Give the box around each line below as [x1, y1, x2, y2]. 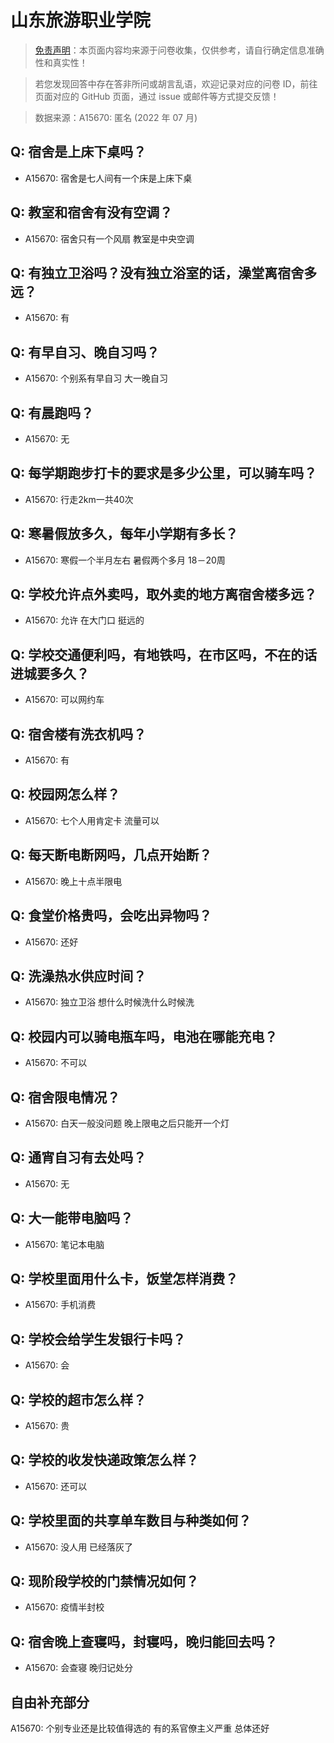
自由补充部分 [10, 1694, 90, 1711]
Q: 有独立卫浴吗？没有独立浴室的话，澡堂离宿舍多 [10, 264, 318, 281]
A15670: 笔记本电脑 [24, 1238, 105, 1250]
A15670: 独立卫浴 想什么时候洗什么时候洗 [24, 996, 195, 1008]
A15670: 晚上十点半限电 [24, 875, 123, 887]
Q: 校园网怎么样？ [10, 786, 121, 803]
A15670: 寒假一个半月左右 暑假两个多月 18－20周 [24, 554, 226, 566]
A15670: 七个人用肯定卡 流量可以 [24, 814, 160, 826]
